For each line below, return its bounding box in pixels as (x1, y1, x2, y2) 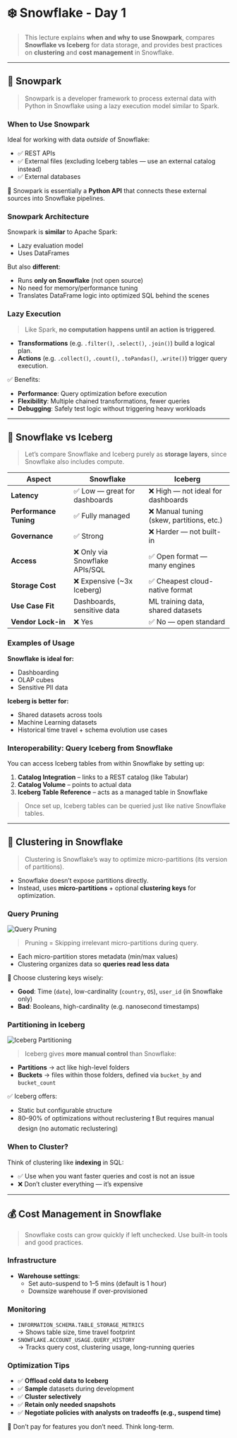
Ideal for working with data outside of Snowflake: (7, 135, 150, 144)
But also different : (7, 262, 61, 271)
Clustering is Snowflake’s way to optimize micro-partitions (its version (24, 855, 228, 863)
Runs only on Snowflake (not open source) (17, 276, 143, 285)
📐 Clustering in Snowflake (7, 836, 123, 848)
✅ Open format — (148, 551, 208, 561)
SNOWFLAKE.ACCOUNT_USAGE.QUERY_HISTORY (17, 1337, 135, 1344)
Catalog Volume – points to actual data (17, 781, 132, 789)
